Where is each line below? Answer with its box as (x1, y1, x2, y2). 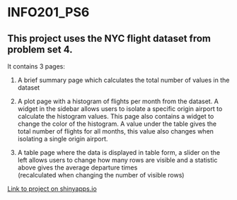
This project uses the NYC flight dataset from (7, 33, 211, 45)
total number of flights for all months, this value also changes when (17, 127, 214, 135)
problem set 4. (7, 43, 73, 55)
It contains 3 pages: (7, 62, 65, 71)
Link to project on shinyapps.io (7, 184, 97, 193)
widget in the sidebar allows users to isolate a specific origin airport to (17, 105, 223, 113)
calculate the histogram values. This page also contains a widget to (17, 112, 214, 120)
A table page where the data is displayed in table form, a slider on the (17, 148, 221, 156)
